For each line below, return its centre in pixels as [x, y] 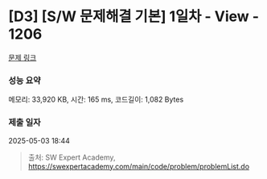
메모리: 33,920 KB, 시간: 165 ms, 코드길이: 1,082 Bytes [96, 100]
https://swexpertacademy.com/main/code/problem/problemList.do [139, 166]
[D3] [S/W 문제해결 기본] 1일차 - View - [134, 17]
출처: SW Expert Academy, [72, 157]
